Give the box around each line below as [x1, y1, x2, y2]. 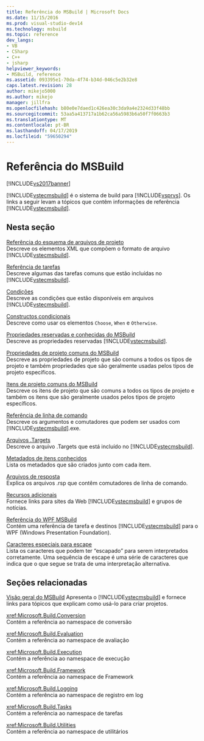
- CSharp [6, 49, 29, 55]
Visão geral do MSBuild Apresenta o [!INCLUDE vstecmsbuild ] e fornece [6, 594, 186, 601]
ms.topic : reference [6, 32, 59, 38]
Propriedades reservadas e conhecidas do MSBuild [6, 331, 135, 338]
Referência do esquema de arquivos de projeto [6, 238, 124, 245]
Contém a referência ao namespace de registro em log [6, 692, 144, 699]
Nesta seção [6, 222, 55, 233]
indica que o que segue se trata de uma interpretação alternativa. [6, 560, 171, 567]
